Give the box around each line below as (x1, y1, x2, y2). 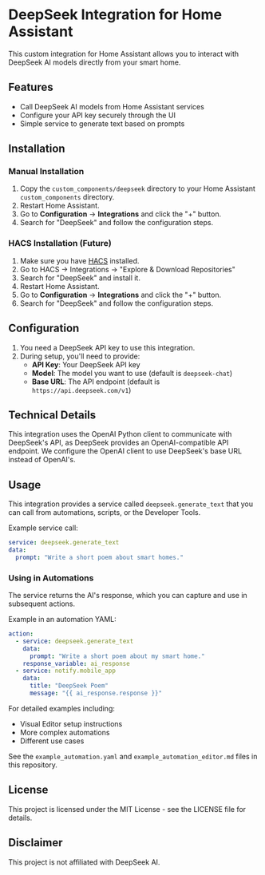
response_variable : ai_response (22, 659, 130, 667)
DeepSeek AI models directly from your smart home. (8, 57, 181, 67)
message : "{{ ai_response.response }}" (29, 689, 162, 698)
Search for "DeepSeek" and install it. (19, 273, 141, 283)
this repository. (8, 760, 58, 770)
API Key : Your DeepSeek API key (31, 359, 141, 369)
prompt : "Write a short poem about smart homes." (15, 553, 184, 561)
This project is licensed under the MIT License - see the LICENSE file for (8, 804, 246, 814)
